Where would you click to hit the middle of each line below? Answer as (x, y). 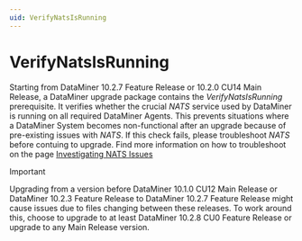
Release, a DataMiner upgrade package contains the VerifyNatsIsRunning (146, 96)
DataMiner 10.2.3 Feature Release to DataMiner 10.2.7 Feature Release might (151, 198)
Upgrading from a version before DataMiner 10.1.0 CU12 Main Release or (143, 189)
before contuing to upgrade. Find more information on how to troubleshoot (148, 144)
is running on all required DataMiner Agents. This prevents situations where (149, 116)
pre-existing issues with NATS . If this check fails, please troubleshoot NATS (150, 135)
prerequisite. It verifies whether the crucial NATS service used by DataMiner (151, 106)
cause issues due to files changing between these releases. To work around (151, 208)
